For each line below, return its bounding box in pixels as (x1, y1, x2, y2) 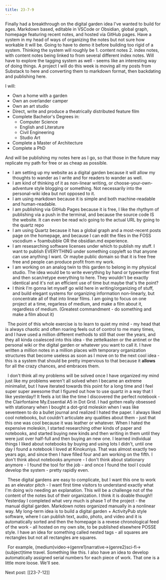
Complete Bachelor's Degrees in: (12, 113, 80, 119)
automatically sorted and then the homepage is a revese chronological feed (5, 519, 159, 525)
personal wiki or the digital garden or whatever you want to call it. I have (5, 342, 152, 348)
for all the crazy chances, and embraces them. (5, 363, 100, 369)
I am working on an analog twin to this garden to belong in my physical (12, 264, 157, 270)
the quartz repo (12, 222, 44, 228)
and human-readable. (12, 201, 57, 207)
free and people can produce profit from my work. (12, 259, 115, 265)
